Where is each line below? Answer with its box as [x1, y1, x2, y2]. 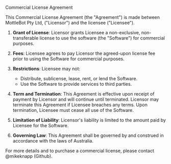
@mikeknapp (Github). [5, 153, 53, 159]
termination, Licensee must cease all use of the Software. [12, 107, 134, 113]
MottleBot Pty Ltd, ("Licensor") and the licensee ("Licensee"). [5, 20, 135, 26]
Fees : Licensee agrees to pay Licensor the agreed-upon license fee [12, 51, 156, 56]
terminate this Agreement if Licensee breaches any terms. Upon [12, 102, 148, 108]
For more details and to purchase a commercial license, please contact [5, 148, 154, 154]
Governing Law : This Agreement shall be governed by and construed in [12, 132, 164, 138]
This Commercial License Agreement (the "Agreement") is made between [5, 14, 160, 20]
